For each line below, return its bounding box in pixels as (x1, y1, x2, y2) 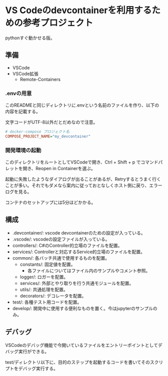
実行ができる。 (18, 348, 49, 354)
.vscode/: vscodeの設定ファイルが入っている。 (12, 236, 110, 242)
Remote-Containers (20, 76, 61, 82)
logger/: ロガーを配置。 (20, 274, 69, 280)
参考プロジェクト (23, 17, 94, 29)
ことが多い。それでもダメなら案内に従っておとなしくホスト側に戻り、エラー (5, 182, 163, 189)
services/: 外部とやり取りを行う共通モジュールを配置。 (20, 280, 134, 286)
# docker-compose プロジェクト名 (5, 129, 70, 134)
